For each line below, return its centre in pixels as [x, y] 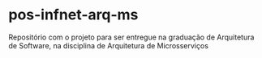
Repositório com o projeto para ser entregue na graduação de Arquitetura [131, 37]
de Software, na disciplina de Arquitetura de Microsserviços [109, 45]
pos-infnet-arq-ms [73, 15]
